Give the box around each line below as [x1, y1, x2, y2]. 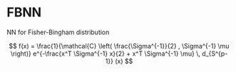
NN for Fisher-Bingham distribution [6, 28, 110, 36]
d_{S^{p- [202, 49, 228, 58]
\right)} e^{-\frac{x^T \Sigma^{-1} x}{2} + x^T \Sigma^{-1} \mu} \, [10, 49, 201, 58]
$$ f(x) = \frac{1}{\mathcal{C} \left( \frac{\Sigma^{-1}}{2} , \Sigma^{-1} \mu [9, 41, 230, 50]
